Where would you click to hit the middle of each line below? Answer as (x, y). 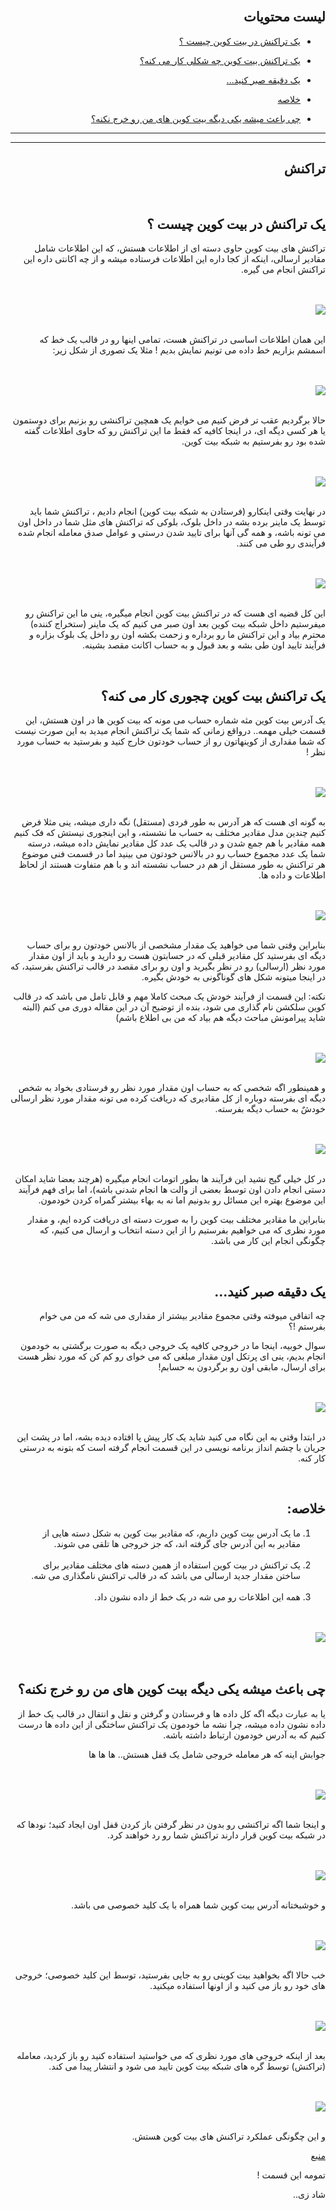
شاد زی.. (309, 2194)
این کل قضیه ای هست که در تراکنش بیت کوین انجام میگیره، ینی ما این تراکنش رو (175, 613)
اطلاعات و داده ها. (292, 875)
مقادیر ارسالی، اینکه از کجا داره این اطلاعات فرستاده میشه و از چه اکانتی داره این (174, 259)
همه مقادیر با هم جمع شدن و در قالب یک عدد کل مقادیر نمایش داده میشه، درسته (176, 843)
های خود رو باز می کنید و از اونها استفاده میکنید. (237, 1985)
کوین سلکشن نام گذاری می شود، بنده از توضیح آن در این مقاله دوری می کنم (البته (173, 1007)
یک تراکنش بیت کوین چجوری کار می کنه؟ (213, 695)
